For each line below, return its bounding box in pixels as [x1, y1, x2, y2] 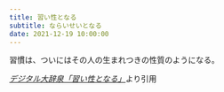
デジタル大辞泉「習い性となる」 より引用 [9, 73, 157, 84]
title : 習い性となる [9, 12, 77, 22]
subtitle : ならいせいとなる [9, 21, 102, 30]
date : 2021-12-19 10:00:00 [9, 29, 109, 38]
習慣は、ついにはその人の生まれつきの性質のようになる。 [9, 55, 220, 65]
